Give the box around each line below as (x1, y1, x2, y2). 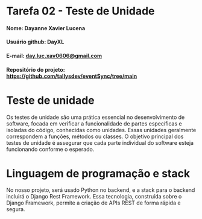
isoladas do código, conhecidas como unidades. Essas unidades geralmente (6, 126, 197, 133)
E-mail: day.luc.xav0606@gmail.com (6, 52, 103, 59)
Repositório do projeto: (6, 66, 65, 73)
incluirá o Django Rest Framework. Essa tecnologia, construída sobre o (6, 193, 182, 200)
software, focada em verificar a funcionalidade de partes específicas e (6, 119, 182, 127)
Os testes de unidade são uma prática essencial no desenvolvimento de (6, 113, 185, 121)
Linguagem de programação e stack (6, 167, 191, 180)
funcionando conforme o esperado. (6, 145, 95, 153)
